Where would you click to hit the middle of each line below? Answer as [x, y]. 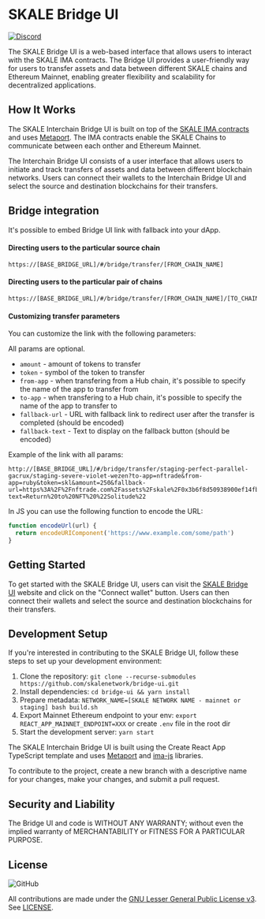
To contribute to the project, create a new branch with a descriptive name [128, 771]
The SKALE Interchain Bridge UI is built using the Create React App [117, 747]
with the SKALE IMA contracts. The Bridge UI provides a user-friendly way [129, 60]
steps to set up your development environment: [85, 661]
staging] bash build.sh [59, 708]
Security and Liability [62, 804]
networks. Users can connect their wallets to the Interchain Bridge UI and [127, 177]
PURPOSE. [26, 840]
